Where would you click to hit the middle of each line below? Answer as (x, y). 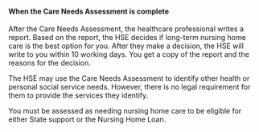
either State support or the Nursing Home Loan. (87, 119)
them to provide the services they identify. (78, 95)
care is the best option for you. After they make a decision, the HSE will (126, 46)
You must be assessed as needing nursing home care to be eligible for (125, 111)
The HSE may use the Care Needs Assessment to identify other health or (129, 78)
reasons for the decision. (49, 63)
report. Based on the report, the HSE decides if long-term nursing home (127, 38)
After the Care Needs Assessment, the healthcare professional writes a (126, 29)
